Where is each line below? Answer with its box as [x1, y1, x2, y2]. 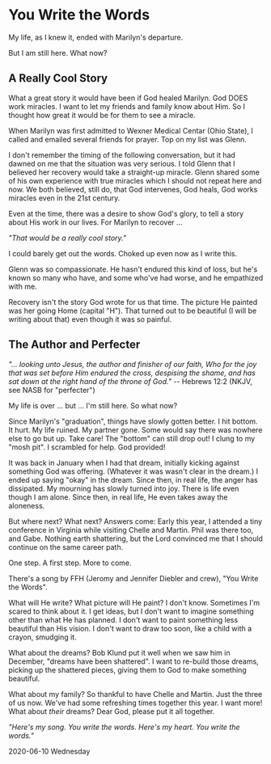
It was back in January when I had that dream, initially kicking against [8, 458, 240, 467]
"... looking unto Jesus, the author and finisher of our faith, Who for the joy [8, 359, 257, 369]
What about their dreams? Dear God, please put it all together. [8, 706, 215, 716]
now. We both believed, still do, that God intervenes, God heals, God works [8, 184, 258, 194]
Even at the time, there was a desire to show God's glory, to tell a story [8, 209, 244, 218]
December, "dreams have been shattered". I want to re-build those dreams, [8, 656, 259, 666]
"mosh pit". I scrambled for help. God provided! [8, 442, 166, 452]
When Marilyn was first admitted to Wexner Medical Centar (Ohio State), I [8, 125, 253, 135]
